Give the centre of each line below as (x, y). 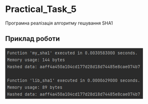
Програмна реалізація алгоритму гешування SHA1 (59, 23)
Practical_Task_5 (41, 9)
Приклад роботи (33, 39)
